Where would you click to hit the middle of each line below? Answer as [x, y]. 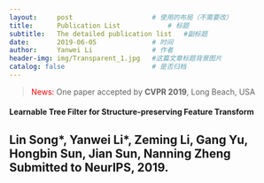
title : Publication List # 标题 [99, 26]
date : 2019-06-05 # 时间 [91, 42]
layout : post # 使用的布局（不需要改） [121, 17]
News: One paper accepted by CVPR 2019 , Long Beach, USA [143, 91]
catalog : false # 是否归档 [98, 67]
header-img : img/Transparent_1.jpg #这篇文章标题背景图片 [116, 58]
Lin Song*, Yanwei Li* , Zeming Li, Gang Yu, [128, 139]
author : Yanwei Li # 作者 [91, 50]
